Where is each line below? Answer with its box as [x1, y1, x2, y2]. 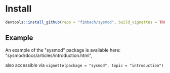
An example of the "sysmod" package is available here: [5, 47, 121, 53]
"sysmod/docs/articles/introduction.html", [5, 52, 93, 58]
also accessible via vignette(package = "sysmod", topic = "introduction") [5, 62, 164, 68]
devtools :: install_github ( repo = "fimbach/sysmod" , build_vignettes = [5, 20, 157, 25]
